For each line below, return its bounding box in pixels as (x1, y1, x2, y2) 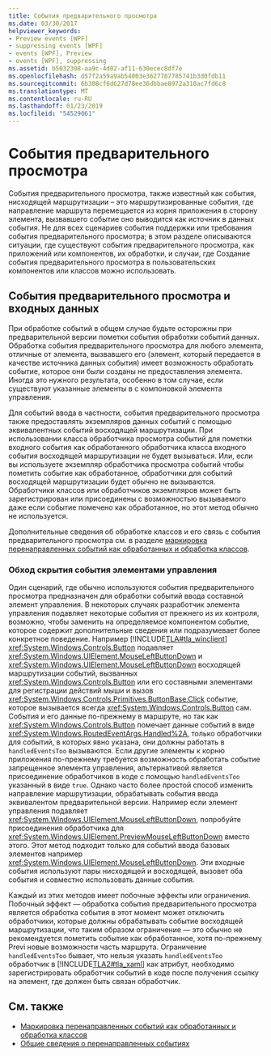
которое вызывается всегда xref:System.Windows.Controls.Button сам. (8, 703, 252, 713)
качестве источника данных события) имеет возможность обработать (8, 358, 254, 367)
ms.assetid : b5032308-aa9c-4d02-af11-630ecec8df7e (8, 65, 183, 73)
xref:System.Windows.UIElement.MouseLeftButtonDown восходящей (8, 660, 241, 670)
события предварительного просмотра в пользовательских (8, 257, 216, 267)
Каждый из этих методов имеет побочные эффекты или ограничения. (8, 891, 251, 901)
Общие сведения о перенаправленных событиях (19, 1038, 190, 1048)
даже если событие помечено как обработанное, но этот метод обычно (8, 503, 259, 512)
